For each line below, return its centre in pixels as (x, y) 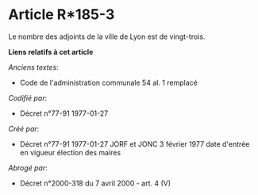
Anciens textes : (34, 67)
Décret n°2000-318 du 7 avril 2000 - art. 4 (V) (95, 183)
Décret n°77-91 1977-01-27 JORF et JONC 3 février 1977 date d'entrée (135, 143)
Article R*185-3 (62, 15)
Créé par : (24, 128)
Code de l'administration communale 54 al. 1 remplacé (109, 82)
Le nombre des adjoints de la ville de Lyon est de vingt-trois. (107, 36)
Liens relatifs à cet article (51, 52)
